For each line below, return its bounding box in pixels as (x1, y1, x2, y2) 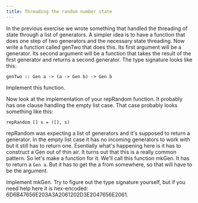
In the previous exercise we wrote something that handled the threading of (6, 25, 188, 32)
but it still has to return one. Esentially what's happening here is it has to (6, 142, 181, 149)
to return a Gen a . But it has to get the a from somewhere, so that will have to (6, 161, 193, 168)
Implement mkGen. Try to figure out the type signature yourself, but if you (6, 178, 186, 185)
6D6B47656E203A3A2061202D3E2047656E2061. (6, 191, 129, 198)
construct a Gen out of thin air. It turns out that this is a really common (6, 148, 177, 155)
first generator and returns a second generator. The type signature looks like (6, 56, 193, 63)
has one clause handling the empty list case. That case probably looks (6, 101, 178, 109)
